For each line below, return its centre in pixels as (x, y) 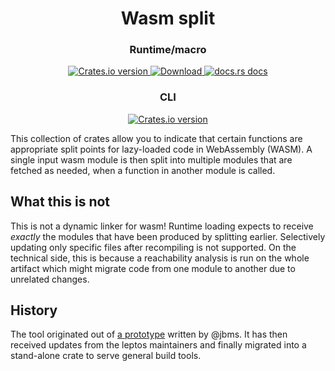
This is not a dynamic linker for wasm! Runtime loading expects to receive (162, 226)
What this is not (60, 202)
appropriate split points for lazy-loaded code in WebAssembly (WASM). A (161, 149)
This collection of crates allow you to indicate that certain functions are (156, 138)
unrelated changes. (50, 279)
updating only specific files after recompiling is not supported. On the (153, 247)
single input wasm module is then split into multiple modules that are (151, 159)
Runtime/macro (168, 50)
